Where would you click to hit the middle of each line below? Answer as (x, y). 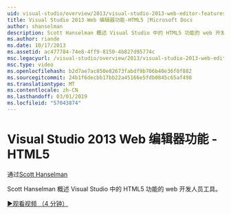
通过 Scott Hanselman (37, 174)
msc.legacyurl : (29, 58)
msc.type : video (30, 65)
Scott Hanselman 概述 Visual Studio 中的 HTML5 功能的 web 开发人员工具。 (114, 189)
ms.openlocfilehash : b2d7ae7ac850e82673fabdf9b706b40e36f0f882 (100, 71)
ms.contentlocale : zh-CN (43, 90)
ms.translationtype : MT (41, 84)
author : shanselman (35, 26)
